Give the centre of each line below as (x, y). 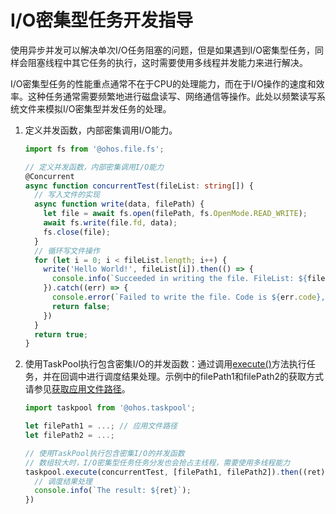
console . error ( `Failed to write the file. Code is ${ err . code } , (188, 297)
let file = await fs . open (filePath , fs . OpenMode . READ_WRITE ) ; (175, 214)
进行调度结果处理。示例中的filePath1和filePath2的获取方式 (205, 377)
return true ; (61, 334)
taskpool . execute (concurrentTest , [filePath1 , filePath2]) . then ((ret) (175, 472)
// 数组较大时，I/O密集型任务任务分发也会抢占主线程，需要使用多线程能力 (157, 462)
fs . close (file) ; (77, 232)
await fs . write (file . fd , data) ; (110, 223)
